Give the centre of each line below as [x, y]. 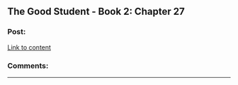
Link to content [29, 47]
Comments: [28, 65]
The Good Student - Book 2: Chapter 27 [96, 12]
